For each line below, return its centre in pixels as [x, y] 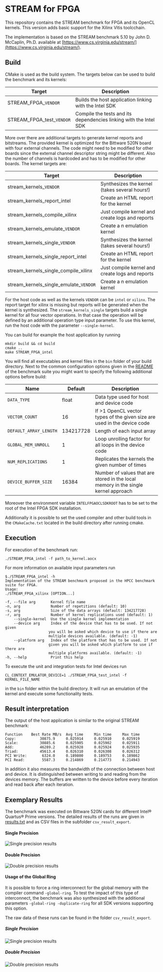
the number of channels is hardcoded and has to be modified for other [75, 158]
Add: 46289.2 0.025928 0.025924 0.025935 [72, 747]
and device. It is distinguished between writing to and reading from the [76, 774]
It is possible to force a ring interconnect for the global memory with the [77, 887]
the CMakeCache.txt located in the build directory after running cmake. [75, 523]
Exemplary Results [34, 800]
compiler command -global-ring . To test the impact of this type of [72, 893]
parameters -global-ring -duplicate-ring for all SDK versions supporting [79, 903]
